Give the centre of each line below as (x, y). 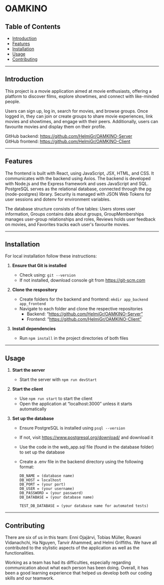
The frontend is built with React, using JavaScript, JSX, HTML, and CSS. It (80, 173)
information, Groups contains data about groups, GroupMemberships (74, 214)
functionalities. (20, 553)
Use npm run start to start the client (56, 399)
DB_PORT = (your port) (42, 484)
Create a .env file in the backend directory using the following (81, 462)
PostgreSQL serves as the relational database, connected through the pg (78, 189)
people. (13, 102)
